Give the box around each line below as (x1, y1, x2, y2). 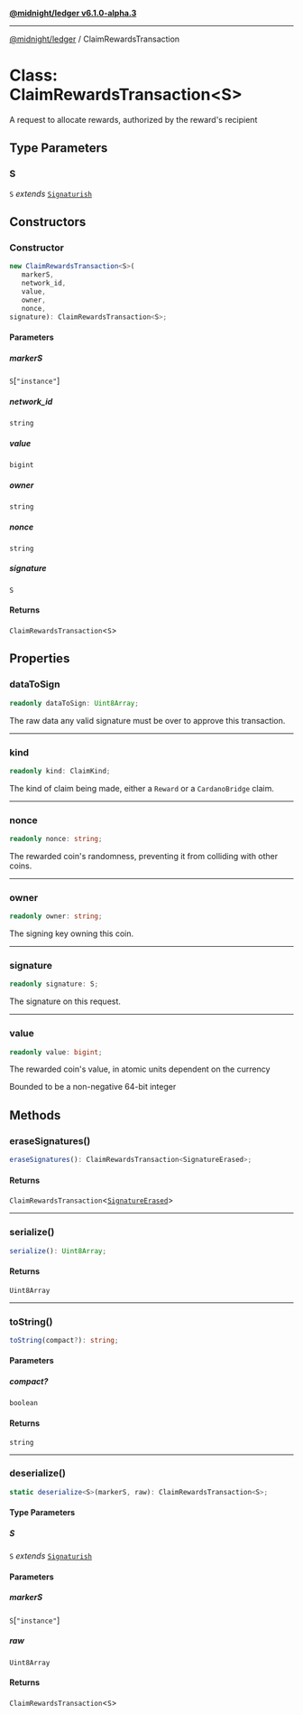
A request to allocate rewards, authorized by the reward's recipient (9, 114, 258, 125)
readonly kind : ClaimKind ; (9, 766, 111, 775)
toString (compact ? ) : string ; (9, 1335, 119, 1345)
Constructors (9, 214, 87, 230)
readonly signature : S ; (9, 979, 99, 989)
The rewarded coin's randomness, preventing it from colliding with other (9, 850, 279, 861)
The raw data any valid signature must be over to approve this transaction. (9, 715, 286, 726)
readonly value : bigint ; (9, 1047, 103, 1056)
